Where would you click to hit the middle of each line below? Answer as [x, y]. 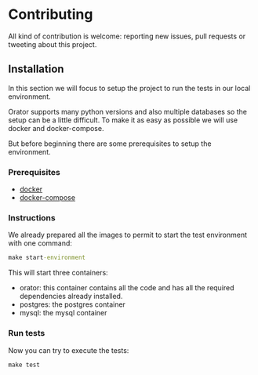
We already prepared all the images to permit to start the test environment [128, 235]
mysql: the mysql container [63, 313]
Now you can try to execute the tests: [69, 350]
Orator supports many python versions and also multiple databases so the [127, 111]
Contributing [51, 15]
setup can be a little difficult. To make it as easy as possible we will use [123, 120]
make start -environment [47, 258]
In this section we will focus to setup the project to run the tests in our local [129, 88]
